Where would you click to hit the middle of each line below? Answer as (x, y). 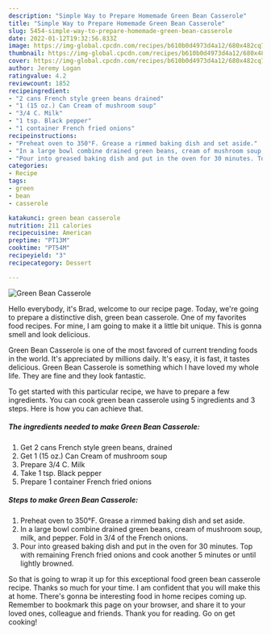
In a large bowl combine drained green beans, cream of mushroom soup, (141, 528)
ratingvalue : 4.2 (38, 76)
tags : (17, 181)
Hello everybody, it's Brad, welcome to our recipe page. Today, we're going (134, 308)
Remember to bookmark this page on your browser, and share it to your (127, 604)
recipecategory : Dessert (50, 263)
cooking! (23, 621)
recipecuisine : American (50, 233)
